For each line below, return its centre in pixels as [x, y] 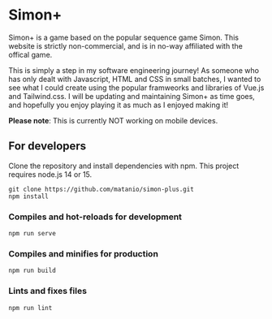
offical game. [30, 54]
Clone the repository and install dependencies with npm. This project [124, 166]
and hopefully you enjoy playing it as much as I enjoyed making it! [119, 105]
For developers [47, 147]
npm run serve [32, 234]
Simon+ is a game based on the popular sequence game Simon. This [124, 37]
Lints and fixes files [48, 291]
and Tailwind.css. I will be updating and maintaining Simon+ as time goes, [132, 96]
